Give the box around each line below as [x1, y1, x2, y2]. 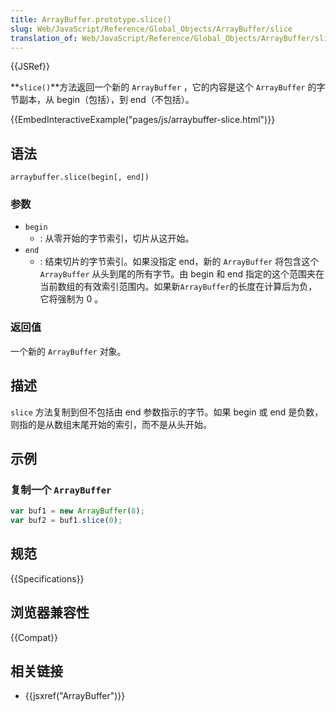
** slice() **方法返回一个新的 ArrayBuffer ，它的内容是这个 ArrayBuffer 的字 [10, 81, 326, 93]
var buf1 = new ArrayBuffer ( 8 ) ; [10, 506, 145, 516]
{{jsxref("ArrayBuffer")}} [24, 690, 126, 702]
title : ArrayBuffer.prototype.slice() [10, 14, 172, 25]
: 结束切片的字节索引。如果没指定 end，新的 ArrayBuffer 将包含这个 [39, 256, 320, 268]
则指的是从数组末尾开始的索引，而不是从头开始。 [10, 418, 212, 430]
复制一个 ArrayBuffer [10, 482, 112, 496]
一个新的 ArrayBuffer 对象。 [10, 345, 127, 357]
